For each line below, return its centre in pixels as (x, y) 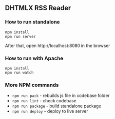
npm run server (20, 36)
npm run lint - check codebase (44, 101)
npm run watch (19, 72)
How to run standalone (32, 22)
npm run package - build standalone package (57, 106)
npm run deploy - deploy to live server (50, 111)
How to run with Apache (34, 58)
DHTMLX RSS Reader (38, 8)
